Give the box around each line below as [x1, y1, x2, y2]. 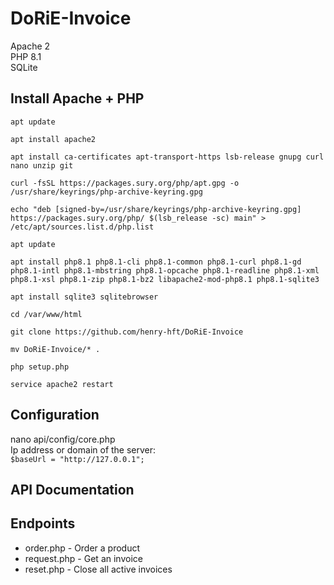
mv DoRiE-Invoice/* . [10, 344, 101, 354]
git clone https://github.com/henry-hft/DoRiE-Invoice [10, 327, 244, 337]
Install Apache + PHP [10, 90, 145, 107]
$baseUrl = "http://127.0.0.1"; [10, 454, 145, 464]
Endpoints [10, 515, 76, 532]
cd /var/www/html [10, 309, 83, 319]
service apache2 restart [10, 379, 114, 389]
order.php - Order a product [24, 542, 141, 554]
